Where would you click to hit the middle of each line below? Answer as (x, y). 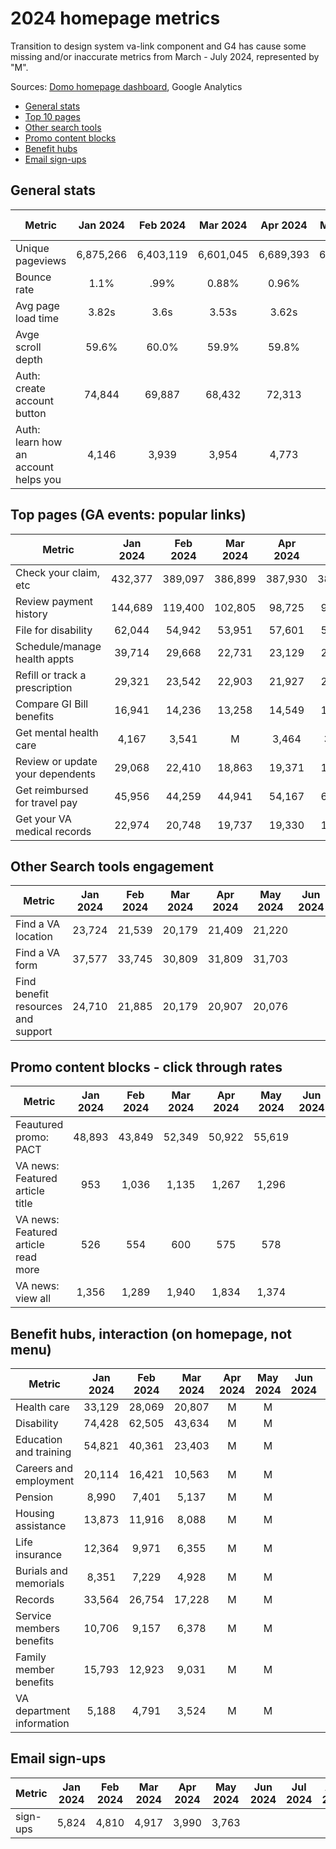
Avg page (37, 305)
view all (33, 1299)
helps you (38, 479)
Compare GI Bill (52, 704)
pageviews (41, 260)
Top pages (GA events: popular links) (128, 515)
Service (33, 1615)
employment (45, 1480)
